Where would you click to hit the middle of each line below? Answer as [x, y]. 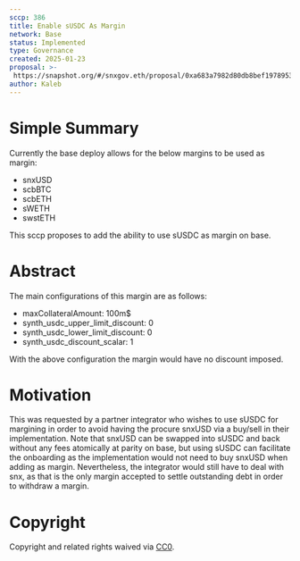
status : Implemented [48, 42]
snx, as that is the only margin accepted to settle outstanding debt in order [146, 477]
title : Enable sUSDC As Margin [67, 26]
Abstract [42, 271]
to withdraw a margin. [49, 486]
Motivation [50, 395]
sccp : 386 [28, 17]
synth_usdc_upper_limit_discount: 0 [87, 322]
